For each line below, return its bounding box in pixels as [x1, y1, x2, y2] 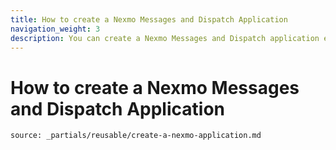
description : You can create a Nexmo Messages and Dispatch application [10, 33, 320, 43]
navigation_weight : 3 [10, 24, 101, 34]
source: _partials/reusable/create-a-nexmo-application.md [10, 131, 262, 141]
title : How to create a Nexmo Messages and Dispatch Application [10, 14, 288, 25]
